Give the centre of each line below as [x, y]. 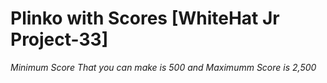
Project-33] [59, 39]
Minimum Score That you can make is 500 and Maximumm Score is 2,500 [163, 67]
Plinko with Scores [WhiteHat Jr [145, 18]
